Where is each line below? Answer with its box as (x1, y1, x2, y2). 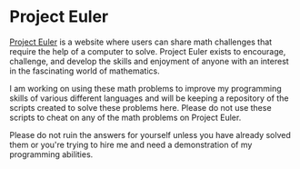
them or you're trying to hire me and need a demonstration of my (9, 139, 253, 150)
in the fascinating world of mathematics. (9, 65, 161, 76)
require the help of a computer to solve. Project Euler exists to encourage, (9, 45, 286, 56)
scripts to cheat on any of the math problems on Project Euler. (9, 112, 242, 123)
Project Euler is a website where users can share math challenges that (9, 36, 273, 47)
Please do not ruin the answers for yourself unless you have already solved (9, 129, 291, 140)
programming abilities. (9, 148, 94, 160)
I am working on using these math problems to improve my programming (9, 83, 282, 94)
